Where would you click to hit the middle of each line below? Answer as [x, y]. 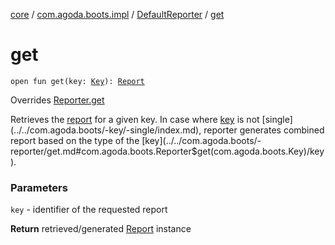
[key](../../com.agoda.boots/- [201, 140]
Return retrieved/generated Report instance [101, 229]
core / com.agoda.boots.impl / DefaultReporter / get [117, 14]
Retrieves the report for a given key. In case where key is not [135, 119]
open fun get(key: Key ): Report [77, 81]
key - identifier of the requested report [89, 210]
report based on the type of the [75, 140]
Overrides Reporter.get [57, 100]
